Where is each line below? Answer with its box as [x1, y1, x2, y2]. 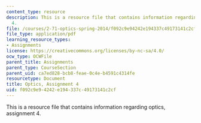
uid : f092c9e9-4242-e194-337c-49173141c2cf [6, 87, 117, 93]
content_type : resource [6, 8, 66, 15]
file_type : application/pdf [6, 31, 77, 37]
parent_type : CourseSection [6, 64, 77, 71]
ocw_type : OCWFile [6, 53, 52, 59]
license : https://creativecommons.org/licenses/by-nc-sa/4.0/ [6, 48, 165, 54]
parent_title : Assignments [6, 59, 74, 65]
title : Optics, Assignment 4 [6, 82, 79, 88]
